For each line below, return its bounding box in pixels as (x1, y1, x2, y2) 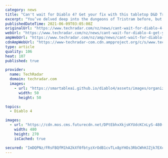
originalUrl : (5, 26, 32, 31)
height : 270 (14, 132, 39, 137)
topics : (5, 104, 21, 109)
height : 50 (18, 95, 41, 100)
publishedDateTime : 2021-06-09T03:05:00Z (5, 21, 93, 26)
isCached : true (14, 136, 46, 141)
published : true (5, 58, 39, 63)
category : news (5, 7, 37, 12)
